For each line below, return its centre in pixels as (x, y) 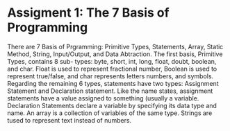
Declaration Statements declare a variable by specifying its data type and (112, 105)
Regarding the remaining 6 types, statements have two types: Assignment (113, 83)
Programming (48, 27)
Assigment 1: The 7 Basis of (88, 13)
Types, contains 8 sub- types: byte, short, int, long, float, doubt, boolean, (112, 61)
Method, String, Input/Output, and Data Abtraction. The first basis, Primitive (115, 54)
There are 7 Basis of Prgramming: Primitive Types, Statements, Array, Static (115, 46)
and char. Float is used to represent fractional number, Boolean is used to (112, 69)
